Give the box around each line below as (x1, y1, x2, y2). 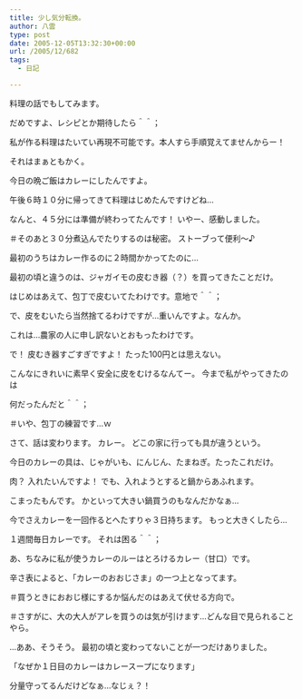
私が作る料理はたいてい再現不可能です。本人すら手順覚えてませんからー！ (9, 136, 286, 147)
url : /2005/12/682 (9, 47, 79, 56)
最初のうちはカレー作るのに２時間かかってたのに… (9, 251, 200, 263)
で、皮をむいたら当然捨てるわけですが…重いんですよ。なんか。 (9, 310, 247, 320)
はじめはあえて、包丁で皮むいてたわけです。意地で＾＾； (9, 290, 222, 301)
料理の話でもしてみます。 (9, 97, 104, 109)
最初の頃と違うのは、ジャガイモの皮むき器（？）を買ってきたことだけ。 (9, 271, 278, 282)
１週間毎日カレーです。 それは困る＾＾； (9, 533, 161, 545)
